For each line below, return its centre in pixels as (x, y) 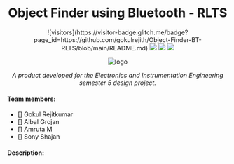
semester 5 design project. (118, 83)
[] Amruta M (35, 129)
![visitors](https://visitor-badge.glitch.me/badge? (118, 32)
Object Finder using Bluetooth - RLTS (118, 13)
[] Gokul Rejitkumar (45, 114)
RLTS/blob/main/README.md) (105, 48)
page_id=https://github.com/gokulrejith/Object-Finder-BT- (118, 39)
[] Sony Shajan (39, 137)
